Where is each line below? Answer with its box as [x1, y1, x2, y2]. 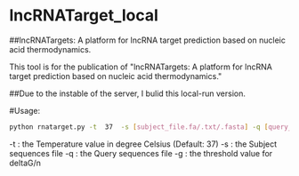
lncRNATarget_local [9, 5, 158, 26]
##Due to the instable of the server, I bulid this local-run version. [9, 88, 246, 99]
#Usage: [9, 105, 41, 116]
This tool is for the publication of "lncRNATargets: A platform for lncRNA [9, 61, 273, 72]
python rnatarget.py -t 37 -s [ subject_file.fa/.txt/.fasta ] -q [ [9, 122, 269, 132]
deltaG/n [9, 157, 42, 168]
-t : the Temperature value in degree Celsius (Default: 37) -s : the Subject [9, 139, 278, 149]
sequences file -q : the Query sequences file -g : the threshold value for [9, 148, 273, 158]
